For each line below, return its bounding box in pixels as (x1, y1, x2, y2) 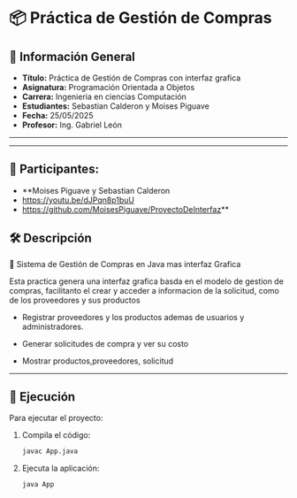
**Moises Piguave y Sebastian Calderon (21, 185, 171, 195)
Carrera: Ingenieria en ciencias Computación (21, 91, 187, 102)
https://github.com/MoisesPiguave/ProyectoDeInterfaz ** (21, 203, 230, 214)
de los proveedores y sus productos (9, 295, 141, 305)
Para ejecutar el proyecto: (9, 413, 103, 424)
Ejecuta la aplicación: (21, 463, 100, 474)
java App (21, 480, 55, 489)
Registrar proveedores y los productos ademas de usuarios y (21, 311, 245, 322)
